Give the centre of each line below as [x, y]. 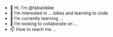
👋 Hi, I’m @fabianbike [32, 8]
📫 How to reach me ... [33, 29]
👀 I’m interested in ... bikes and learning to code [59, 13]
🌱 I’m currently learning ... [36, 18]
